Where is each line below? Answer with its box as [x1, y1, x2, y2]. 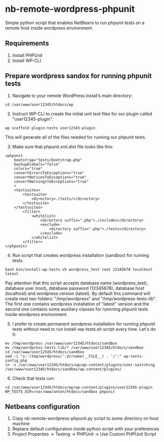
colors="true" [14, 166, 43, 171]
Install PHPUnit [12, 52, 43, 58]
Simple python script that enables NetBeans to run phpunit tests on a [5, 20, 145, 26]
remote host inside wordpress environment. [5, 25, 93, 31]
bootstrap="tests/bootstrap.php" [14, 158, 82, 162]
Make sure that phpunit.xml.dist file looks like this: [12, 144, 114, 150]
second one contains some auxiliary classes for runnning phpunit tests [5, 306, 148, 312]
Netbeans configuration [5, 402, 80, 410]
